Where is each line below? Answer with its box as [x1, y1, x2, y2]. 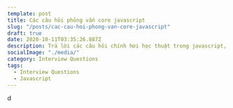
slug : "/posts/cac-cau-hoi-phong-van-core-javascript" [7, 23, 171, 30]
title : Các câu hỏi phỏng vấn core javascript [7, 17, 146, 24]
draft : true [7, 29, 42, 37]
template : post [7, 10, 52, 17]
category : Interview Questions [7, 56, 99, 63]
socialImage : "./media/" [7, 49, 80, 56]
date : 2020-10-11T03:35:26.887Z [7, 36, 101, 43]
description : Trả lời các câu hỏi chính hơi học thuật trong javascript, [7, 43, 227, 49]
